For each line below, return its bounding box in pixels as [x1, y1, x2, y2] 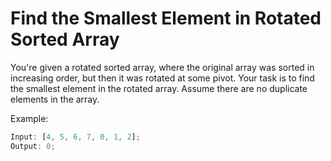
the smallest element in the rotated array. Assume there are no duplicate [10, 82, 308, 94]
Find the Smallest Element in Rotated [10, 7, 322, 30]
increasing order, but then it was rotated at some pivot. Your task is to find [10, 72, 315, 84]
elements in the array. [10, 93, 100, 105]
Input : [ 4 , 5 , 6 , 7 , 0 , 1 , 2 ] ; [10, 132, 141, 142]
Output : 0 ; [10, 141, 56, 151]
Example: [10, 112, 49, 124]
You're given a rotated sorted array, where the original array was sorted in [10, 61, 315, 73]
